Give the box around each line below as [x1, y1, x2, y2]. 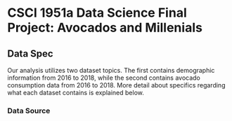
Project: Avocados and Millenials [7, 20, 202, 36]
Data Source [7, 106, 51, 115]
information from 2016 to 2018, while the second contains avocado [7, 73, 200, 82]
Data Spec [7, 48, 54, 59]
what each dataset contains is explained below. [7, 89, 144, 97]
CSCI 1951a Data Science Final [7, 5, 188, 21]
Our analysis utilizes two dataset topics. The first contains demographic [7, 66, 215, 74]
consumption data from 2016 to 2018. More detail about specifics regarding [7, 81, 226, 89]
